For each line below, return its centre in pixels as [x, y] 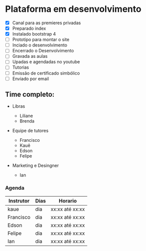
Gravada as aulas [30, 56]
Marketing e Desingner [36, 166]
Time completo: [30, 95]
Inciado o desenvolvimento [40, 45]
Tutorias [20, 67]
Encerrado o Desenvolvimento [43, 51]
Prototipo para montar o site [41, 40]
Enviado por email [31, 79]
